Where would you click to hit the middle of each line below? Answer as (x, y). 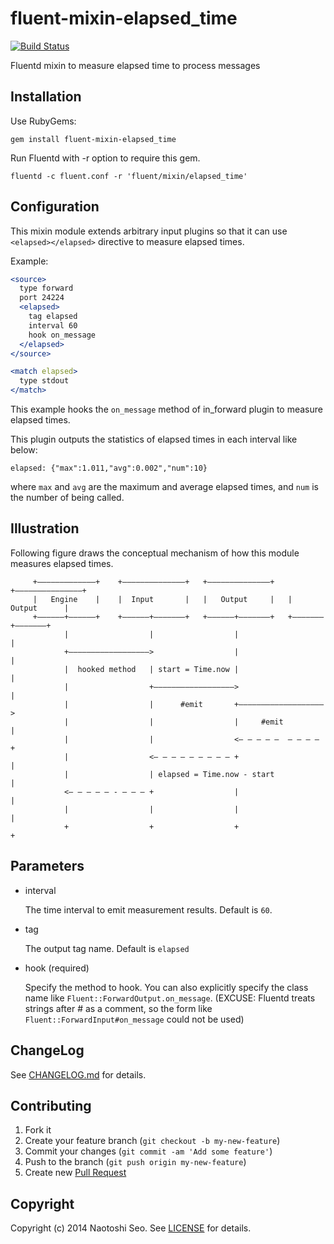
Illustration (45, 528)
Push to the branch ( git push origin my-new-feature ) (135, 1162)
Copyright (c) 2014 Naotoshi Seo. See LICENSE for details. (131, 1228)
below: (24, 450)
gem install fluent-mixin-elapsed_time (93, 139)
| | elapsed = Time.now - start (169, 774)
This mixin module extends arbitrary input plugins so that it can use (149, 231)
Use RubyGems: (43, 121)
